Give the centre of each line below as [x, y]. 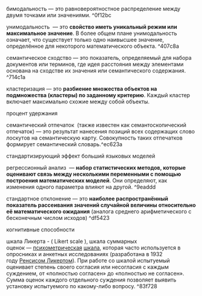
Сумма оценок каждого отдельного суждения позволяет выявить [91, 280]
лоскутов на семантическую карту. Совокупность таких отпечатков [94, 138]
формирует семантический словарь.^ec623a [64, 144]
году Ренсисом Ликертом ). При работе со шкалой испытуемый [88, 260]
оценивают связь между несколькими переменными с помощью [94, 174]
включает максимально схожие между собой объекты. [78, 101]
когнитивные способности [41, 230]
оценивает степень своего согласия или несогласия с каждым [87, 267]
